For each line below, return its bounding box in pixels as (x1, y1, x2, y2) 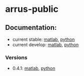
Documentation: (5, 23, 57, 32)
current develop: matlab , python (12, 42, 79, 48)
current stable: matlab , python (12, 36, 75, 42)
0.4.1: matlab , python (12, 66, 55, 72)
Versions (5, 54, 27, 61)
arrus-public (5, 3, 58, 15)
